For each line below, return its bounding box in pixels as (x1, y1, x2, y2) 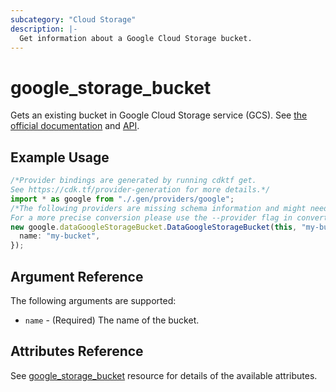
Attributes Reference (10, 343, 144, 360)
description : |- (10, 24, 78, 34)
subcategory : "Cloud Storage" (10, 14, 137, 25)
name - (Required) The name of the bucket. (24, 314, 200, 326)
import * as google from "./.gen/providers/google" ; (10, 194, 235, 204)
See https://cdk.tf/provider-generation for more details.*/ (10, 185, 271, 195)
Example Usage (10, 149, 110, 166)
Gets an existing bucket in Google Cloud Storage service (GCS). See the (10, 109, 308, 121)
